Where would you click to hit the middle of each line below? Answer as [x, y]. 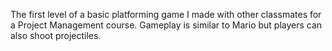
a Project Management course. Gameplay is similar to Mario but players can [166, 25]
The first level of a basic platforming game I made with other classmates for [166, 14]
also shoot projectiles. [56, 35]
